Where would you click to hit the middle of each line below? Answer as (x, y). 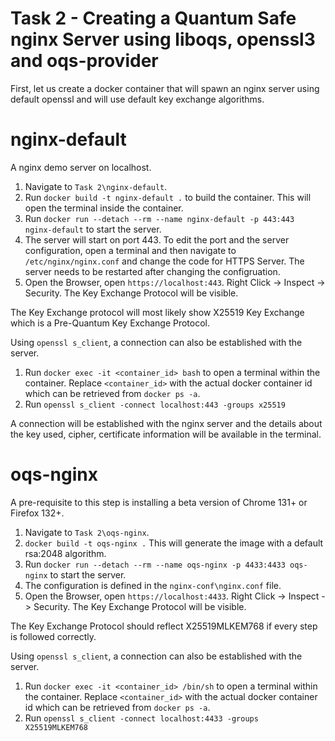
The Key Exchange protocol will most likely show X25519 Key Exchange (157, 312)
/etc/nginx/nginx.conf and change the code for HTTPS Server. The (164, 261)
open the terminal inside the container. (104, 208)
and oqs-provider (84, 61)
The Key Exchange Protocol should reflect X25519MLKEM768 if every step (164, 626)
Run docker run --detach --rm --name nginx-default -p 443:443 (159, 218)
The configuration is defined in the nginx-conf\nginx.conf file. (153, 585)
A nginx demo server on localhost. (81, 167)
